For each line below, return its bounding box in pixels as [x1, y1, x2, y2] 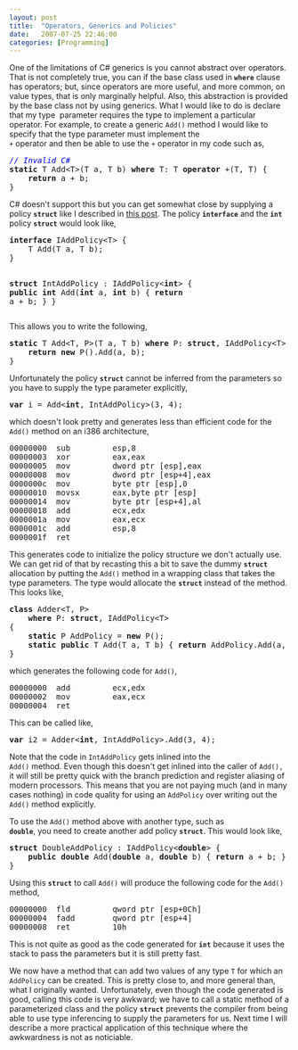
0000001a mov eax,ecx [9, 515, 146, 525]
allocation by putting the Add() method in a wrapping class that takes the [9, 568, 276, 579]
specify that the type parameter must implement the [9, 128, 200, 139]
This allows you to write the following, [9, 321, 149, 332]
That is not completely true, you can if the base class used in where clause [9, 72, 281, 83]
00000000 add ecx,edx [9, 683, 146, 693]
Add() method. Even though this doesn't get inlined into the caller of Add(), [9, 761, 284, 772]
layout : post [9, 12, 58, 22]
